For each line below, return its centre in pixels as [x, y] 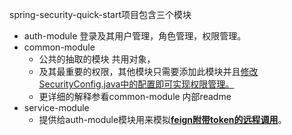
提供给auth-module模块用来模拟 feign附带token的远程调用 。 [162, 119]
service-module [56, 107]
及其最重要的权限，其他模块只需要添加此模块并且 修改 [148, 71]
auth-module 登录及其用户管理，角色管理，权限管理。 [135, 36]
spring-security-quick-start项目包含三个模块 [100, 14]
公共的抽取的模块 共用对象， [97, 59]
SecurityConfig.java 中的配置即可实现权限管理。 [136, 84]
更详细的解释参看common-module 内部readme [135, 96]
